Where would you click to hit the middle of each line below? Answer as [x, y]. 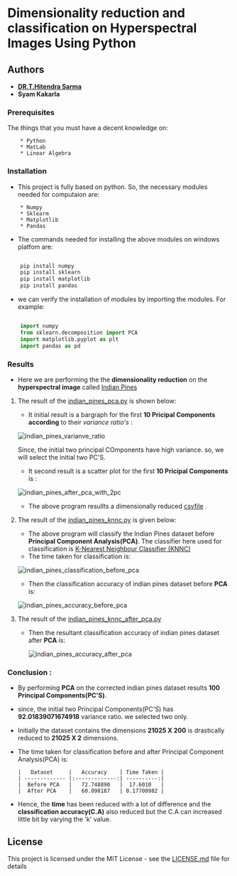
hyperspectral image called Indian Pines [77, 387]
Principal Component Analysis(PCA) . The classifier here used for [125, 541]
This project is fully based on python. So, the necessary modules [112, 187]
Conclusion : [29, 672]
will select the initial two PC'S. [61, 457]
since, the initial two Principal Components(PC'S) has [95, 709]
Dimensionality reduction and [97, 13]
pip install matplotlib [55, 279]
